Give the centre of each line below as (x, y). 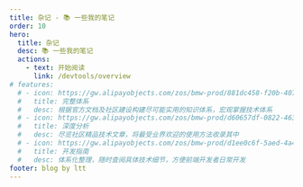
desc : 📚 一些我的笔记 (55, 51)
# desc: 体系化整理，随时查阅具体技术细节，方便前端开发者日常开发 (132, 160)
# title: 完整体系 (53, 101)
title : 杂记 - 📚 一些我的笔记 (62, 18)
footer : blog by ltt (48, 168)
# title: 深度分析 (53, 127)
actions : (34, 59)
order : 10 (28, 26)
